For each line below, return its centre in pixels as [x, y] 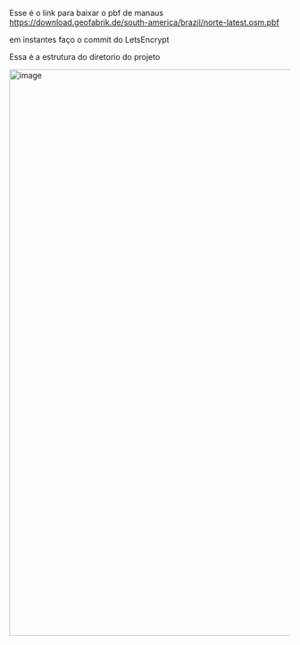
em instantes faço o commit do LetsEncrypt [89, 40]
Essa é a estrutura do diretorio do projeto [85, 57]
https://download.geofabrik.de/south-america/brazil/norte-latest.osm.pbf [144, 22]
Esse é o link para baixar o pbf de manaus [86, 13]
